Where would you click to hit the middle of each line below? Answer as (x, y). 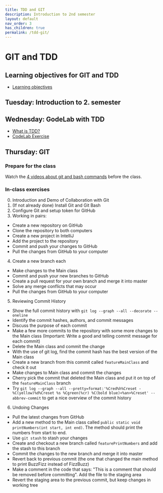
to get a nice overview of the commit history (87, 398)
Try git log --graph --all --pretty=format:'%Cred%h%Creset (74, 388)
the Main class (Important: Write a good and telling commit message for (85, 336)
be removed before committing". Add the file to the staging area (77, 475)
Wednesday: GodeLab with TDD (55, 119)
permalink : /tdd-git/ (27, 33)
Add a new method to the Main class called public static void (76, 423)
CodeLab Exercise (31, 137)
